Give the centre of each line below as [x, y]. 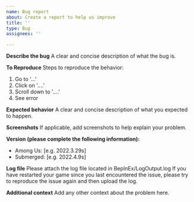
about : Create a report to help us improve [61, 17]
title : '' [18, 23]
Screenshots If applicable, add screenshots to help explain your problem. [96, 128]
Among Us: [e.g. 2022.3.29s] [50, 151]
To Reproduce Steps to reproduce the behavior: [65, 68]
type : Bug [18, 28]
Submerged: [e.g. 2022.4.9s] [50, 157]
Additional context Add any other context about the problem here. [88, 193]
